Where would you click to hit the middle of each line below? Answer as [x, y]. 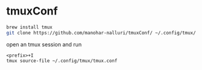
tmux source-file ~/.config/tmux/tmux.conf [62, 61]
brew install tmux [29, 27]
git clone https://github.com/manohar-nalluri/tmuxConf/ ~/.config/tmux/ [101, 33]
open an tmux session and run [44, 44]
